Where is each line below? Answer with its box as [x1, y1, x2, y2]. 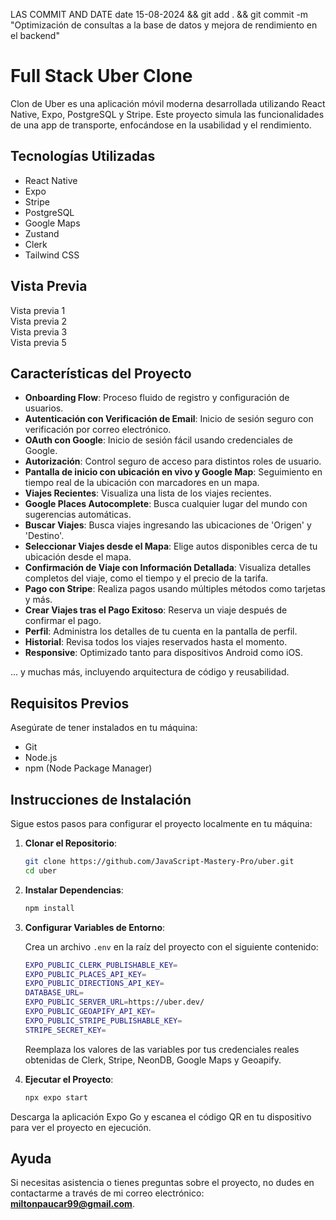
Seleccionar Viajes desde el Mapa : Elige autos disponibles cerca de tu [24, 540, 318, 553]
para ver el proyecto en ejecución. [10, 1121, 152, 1133]
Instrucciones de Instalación [10, 791, 192, 808]
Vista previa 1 [10, 304, 66, 316]
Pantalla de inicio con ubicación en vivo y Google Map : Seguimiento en [24, 466, 323, 478]
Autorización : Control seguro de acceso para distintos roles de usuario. [24, 455, 322, 468]
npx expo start [24, 1092, 89, 1103]
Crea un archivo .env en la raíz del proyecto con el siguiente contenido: [24, 940, 319, 953]
